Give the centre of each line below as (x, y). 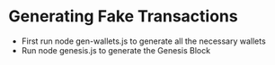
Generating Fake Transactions (124, 16)
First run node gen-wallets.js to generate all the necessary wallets (143, 41)
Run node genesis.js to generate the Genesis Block (116, 50)
